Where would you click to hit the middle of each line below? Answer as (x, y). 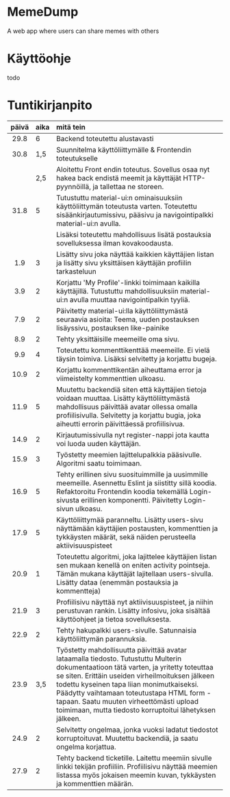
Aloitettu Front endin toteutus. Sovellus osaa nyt (133, 169)
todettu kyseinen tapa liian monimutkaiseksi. (127, 684)
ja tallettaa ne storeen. (128, 186)
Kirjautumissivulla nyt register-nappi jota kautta (133, 434)
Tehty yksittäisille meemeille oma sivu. (117, 339)
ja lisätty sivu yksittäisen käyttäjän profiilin (124, 262)
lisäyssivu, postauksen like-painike (113, 328)
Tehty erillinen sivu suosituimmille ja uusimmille (132, 474)
